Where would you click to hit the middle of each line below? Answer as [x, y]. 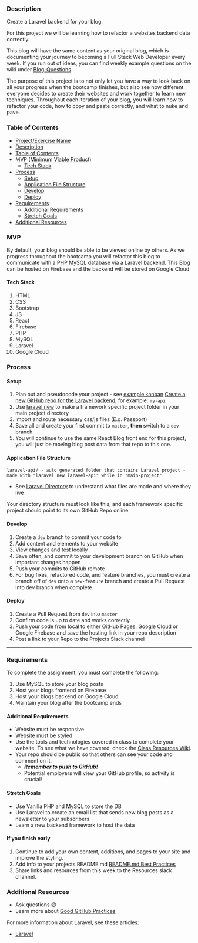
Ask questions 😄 [36, 905]
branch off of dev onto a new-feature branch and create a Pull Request [100, 581]
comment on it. [33, 761]
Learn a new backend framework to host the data [75, 825]
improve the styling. [39, 857]
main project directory [42, 413]
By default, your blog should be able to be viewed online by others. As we [96, 250]
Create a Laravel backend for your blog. [55, 22]
